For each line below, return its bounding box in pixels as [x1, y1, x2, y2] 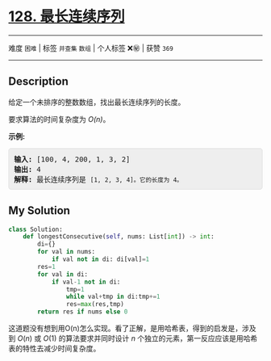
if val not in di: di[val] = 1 [51, 255, 150, 263]
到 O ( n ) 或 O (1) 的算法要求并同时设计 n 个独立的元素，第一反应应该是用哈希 [8, 334, 258, 343]
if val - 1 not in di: [51, 278, 121, 286]
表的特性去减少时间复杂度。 [8, 344, 101, 354]
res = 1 [37, 262, 56, 271]
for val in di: [37, 270, 89, 279]
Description [8, 74, 69, 89]
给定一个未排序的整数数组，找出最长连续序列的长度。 [8, 97, 186, 107]
